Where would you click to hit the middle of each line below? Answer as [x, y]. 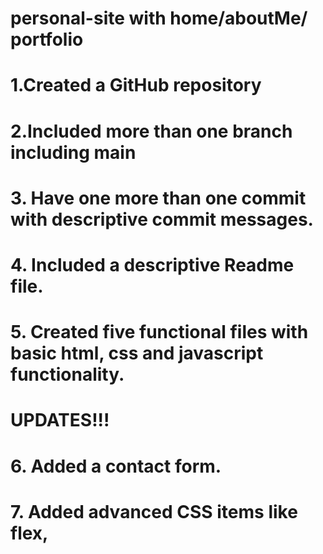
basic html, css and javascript [137, 353]
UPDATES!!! [60, 420]
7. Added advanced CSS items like [154, 511]
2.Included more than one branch [151, 131]
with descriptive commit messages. [162, 219]
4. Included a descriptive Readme [152, 264]
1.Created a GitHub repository [136, 85]
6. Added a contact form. [116, 466]
